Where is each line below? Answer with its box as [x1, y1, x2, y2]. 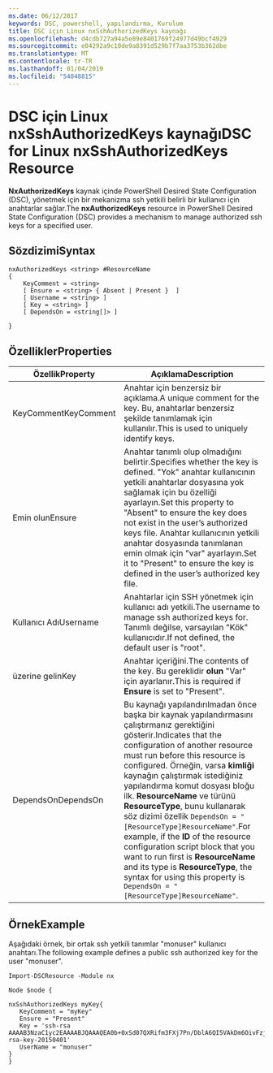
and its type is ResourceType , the [123, 862, 253, 873]
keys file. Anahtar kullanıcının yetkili [123, 527, 260, 539]
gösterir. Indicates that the [123, 729, 222, 741]
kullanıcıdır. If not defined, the [123, 632, 236, 643]
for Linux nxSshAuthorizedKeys [8, 141, 228, 160]
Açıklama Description [150, 369, 234, 380]
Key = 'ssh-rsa [19, 1022, 71, 1030]
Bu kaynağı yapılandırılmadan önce [123, 699, 258, 711]
